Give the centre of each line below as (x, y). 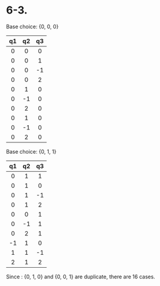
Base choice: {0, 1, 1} (31, 151)
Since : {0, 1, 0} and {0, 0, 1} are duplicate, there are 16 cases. (81, 277)
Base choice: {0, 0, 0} (32, 26)
